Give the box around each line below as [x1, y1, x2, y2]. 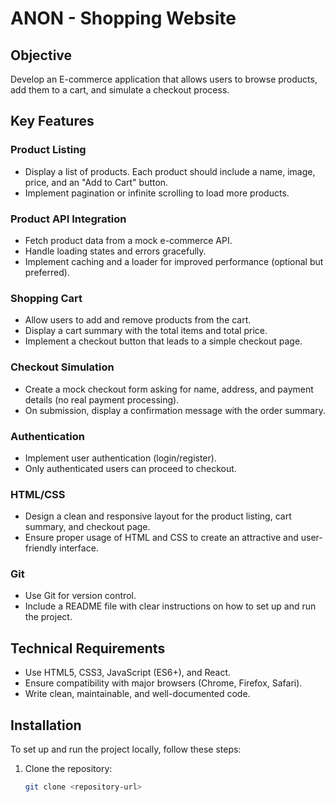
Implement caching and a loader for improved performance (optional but [24, 255, 324, 267]
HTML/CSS [10, 487, 66, 501]
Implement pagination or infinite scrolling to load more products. [24, 187, 290, 199]
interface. [59, 542, 99, 554]
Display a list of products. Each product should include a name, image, [24, 165, 316, 177]
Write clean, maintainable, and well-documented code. [24, 688, 251, 700]
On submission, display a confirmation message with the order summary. [24, 404, 326, 416]
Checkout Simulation [10, 360, 115, 374]
